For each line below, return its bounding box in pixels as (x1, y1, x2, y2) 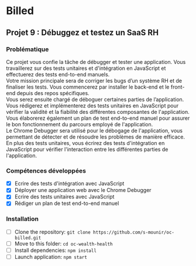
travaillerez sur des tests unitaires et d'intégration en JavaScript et (6, 65, 166, 72)
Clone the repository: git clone (14, 228, 91, 235)
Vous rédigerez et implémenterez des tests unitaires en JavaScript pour (6, 102, 179, 109)
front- (170, 83, 185, 90)
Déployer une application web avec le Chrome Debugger (14, 187, 152, 194)
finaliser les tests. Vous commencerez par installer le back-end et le (6, 83, 170, 90)
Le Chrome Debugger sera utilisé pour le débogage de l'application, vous (6, 127, 183, 134)
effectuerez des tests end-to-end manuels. (6, 70, 110, 78)
